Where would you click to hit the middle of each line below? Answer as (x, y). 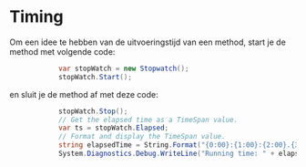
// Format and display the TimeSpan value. (142, 137)
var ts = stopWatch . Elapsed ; (113, 128)
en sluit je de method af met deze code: (84, 94)
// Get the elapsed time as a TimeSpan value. (148, 120)
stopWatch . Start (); (95, 77)
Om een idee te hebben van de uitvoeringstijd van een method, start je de (148, 42)
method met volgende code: (62, 51)
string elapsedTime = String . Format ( (130, 145)
